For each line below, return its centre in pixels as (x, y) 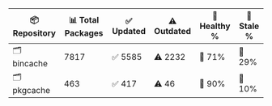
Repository (34, 33)
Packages (84, 33)
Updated (129, 31)
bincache (30, 64)
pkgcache (32, 90)
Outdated (172, 31)
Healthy (215, 26)
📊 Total (84, 19)
